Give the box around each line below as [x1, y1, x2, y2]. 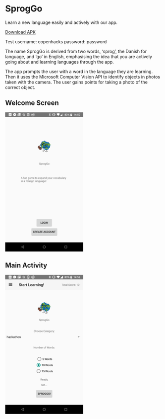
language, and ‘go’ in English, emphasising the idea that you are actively [5, 53, 153, 60]
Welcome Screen [5, 99, 59, 107]
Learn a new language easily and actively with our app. [5, 19, 118, 25]
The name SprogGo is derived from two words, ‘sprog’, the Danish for [5, 48, 147, 54]
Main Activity [5, 261, 48, 270]
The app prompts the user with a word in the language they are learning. [5, 68, 153, 75]
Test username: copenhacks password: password [5, 38, 107, 45]
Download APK [5, 29, 36, 35]
